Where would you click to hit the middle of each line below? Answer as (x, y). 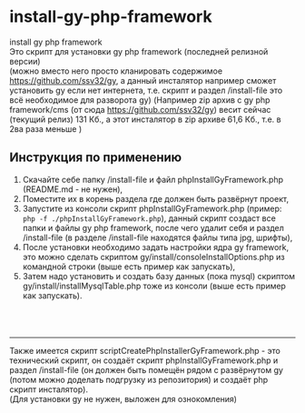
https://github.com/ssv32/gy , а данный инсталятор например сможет (143, 80)
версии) (25, 61)
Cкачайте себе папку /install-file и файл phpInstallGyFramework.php (153, 179)
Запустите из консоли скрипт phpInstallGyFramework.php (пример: (152, 208)
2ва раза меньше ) (46, 128)
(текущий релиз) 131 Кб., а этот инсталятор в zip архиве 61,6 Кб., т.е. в (145, 119)
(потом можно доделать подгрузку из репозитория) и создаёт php (139, 379)
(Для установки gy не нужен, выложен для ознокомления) (123, 398)
